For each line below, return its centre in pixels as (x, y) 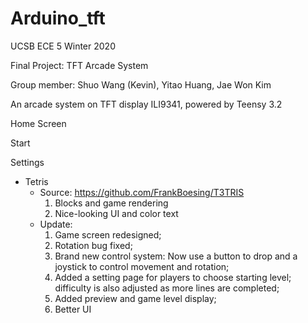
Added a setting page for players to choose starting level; (173, 277)
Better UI (73, 309)
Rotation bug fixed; (93, 245)
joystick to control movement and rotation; (142, 266)
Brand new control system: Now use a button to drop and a (176, 256)
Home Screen (38, 123)
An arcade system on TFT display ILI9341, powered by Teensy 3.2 (146, 104)
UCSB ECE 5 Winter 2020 (63, 46)
